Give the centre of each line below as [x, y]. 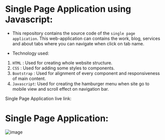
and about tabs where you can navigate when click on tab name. [78, 43]
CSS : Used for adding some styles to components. [63, 68]
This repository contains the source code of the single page [74, 33]
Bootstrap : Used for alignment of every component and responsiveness [86, 73]
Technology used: [31, 53]
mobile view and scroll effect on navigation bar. [60, 89]
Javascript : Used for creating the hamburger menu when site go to [81, 84]
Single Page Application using [68, 9]
